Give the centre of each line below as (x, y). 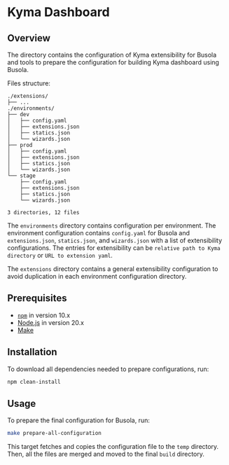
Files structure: (29, 83)
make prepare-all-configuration (54, 433)
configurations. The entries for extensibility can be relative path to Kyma (114, 248)
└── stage (22, 176)
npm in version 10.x (44, 315)
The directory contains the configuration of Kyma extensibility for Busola (112, 55)
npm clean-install (34, 382)
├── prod (20, 145)
